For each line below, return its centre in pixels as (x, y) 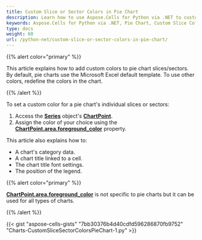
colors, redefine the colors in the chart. (55, 81)
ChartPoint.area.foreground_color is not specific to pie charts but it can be (100, 194)
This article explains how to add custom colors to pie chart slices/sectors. (97, 68)
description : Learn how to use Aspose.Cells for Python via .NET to (94, 17)
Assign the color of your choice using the (66, 122)
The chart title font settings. (49, 165)
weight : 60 (20, 34)
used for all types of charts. (41, 201)
